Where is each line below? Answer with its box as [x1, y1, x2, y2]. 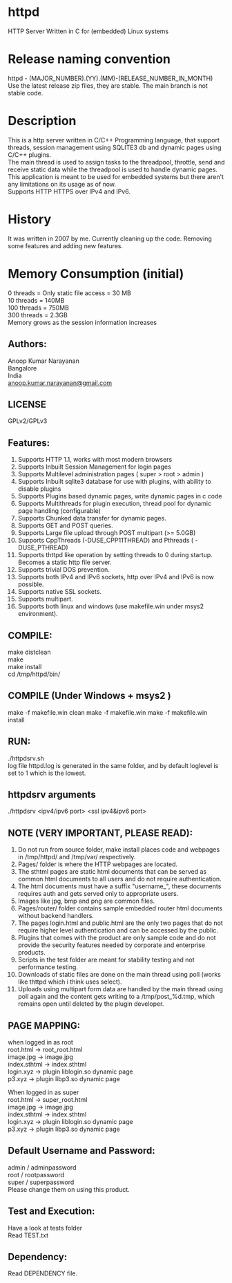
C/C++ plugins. [8, 150, 51, 159]
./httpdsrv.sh [8, 754, 44, 762]
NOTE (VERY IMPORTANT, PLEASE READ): [8, 827, 193, 839]
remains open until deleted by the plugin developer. [17, 1000, 164, 1008]
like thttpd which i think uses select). [17, 977, 122, 986]
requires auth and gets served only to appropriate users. [17, 890, 179, 898]
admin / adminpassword [8, 1163, 77, 1172]
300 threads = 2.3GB [8, 310, 68, 319]
